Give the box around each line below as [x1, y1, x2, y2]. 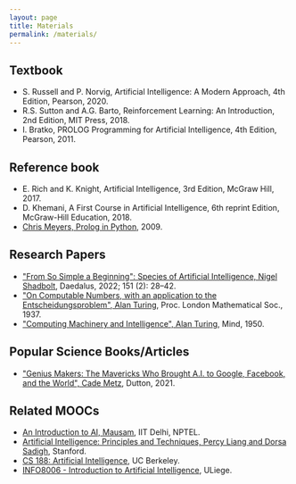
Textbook [9, 63, 63, 78]
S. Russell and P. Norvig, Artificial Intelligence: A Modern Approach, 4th [21, 87, 285, 97]
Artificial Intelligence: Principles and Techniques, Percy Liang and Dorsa [21, 437, 287, 447]
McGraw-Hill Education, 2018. [21, 212, 132, 222]
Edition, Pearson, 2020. [21, 96, 109, 107]
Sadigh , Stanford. [21, 446, 87, 456]
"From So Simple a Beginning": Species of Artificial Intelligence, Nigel [21, 271, 278, 281]
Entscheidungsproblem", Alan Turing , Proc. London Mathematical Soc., [21, 299, 284, 310]
